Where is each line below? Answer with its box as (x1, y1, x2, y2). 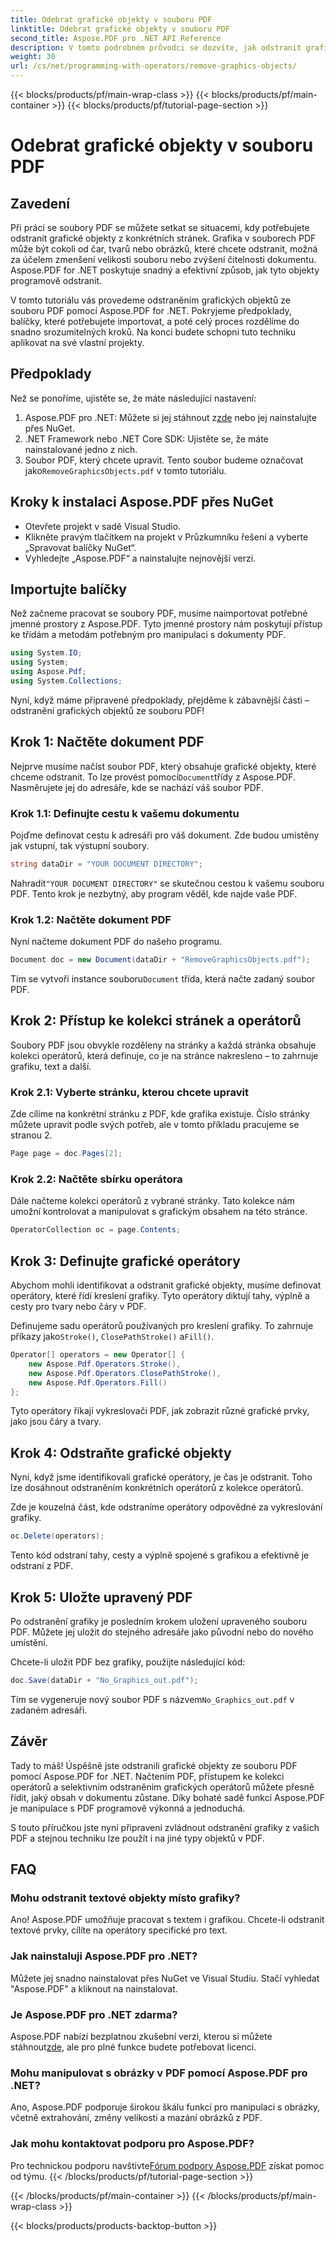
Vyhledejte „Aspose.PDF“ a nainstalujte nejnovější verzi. (24, 552, 257, 564)
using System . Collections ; (10, 676, 123, 686)
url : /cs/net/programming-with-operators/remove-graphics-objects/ (10, 61, 298, 71)
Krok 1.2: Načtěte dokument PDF (10, 912, 172, 926)
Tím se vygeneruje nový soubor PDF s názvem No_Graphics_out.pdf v (10, 1693, 295, 1705)
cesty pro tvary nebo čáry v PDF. (10, 1301, 147, 1313)
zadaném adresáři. (10, 1704, 88, 1716)
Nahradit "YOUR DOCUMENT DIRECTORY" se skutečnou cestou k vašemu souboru (10, 877, 325, 889)
